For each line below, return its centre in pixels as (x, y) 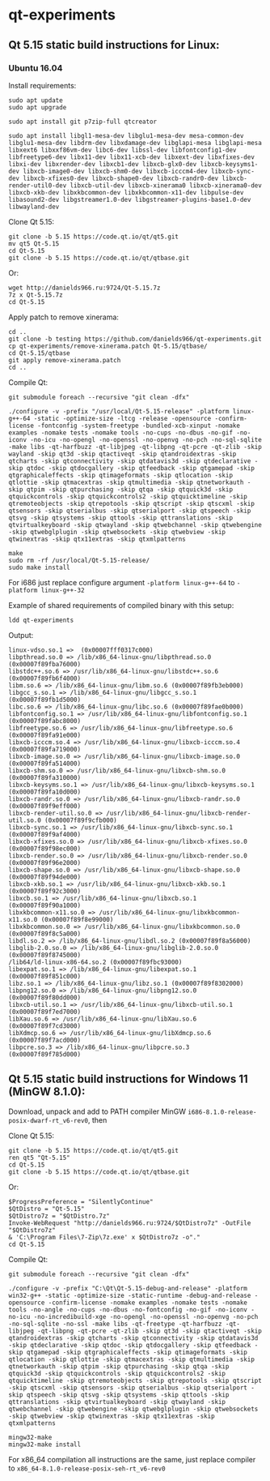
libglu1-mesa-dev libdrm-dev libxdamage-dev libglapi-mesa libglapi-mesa (135, 143)
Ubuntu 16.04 (36, 68)
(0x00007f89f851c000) (45, 976)
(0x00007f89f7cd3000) (45, 1026)
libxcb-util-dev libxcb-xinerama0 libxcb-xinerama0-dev (166, 185)
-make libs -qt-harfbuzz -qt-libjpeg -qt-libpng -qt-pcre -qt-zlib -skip (135, 447)
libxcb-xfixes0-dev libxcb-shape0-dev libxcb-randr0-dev (121, 178)
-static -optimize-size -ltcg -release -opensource (122, 418)
